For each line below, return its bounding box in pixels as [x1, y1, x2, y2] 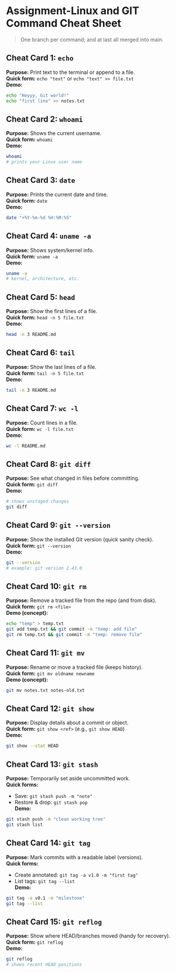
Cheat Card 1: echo [6, 53, 74, 63]
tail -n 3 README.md [6, 387, 57, 393]
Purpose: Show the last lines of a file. [6, 363, 96, 371]
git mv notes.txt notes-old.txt [6, 687, 85, 693]
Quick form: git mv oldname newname [6, 669, 95, 676]
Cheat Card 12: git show [6, 703, 95, 714]
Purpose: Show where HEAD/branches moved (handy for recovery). [6, 932, 171, 940]
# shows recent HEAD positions [6, 962, 82, 968]
